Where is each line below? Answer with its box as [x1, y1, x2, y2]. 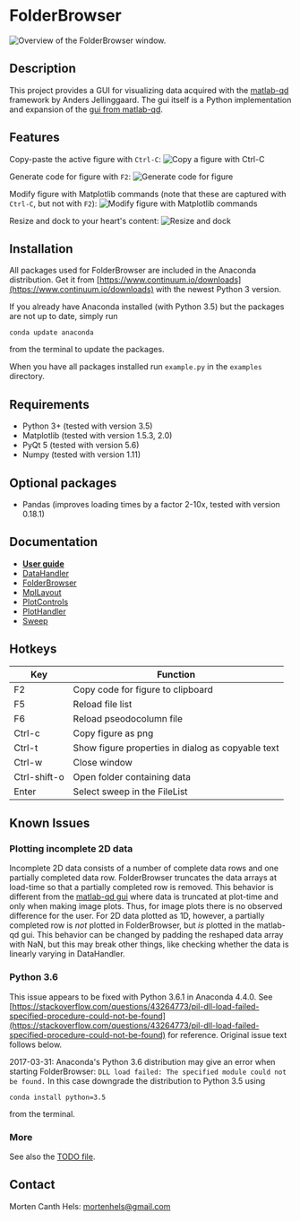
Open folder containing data [73, 770, 191, 783]
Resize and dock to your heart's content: [9, 215, 159, 226]
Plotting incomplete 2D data [9, 842, 133, 854]
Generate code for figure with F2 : [9, 171, 132, 182]
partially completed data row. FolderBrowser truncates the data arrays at [9, 872, 278, 883]
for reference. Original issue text [167, 1029, 287, 1040]
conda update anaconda [9, 328, 94, 337]
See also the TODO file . [9, 1151, 96, 1162]
